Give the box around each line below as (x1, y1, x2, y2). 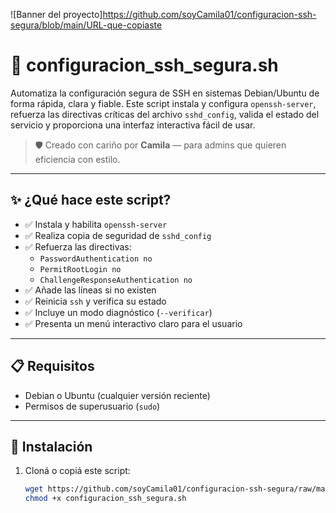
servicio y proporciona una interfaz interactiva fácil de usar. (10, 119, 256, 131)
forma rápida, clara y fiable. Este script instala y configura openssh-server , (10, 97, 317, 109)
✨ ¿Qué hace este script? (10, 192, 172, 209)
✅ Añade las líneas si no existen (24, 284, 157, 296)
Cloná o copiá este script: (24, 465, 131, 477)
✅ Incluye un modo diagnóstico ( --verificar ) (24, 306, 213, 318)
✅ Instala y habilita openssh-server (24, 218, 168, 230)
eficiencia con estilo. (34, 153, 121, 165)
